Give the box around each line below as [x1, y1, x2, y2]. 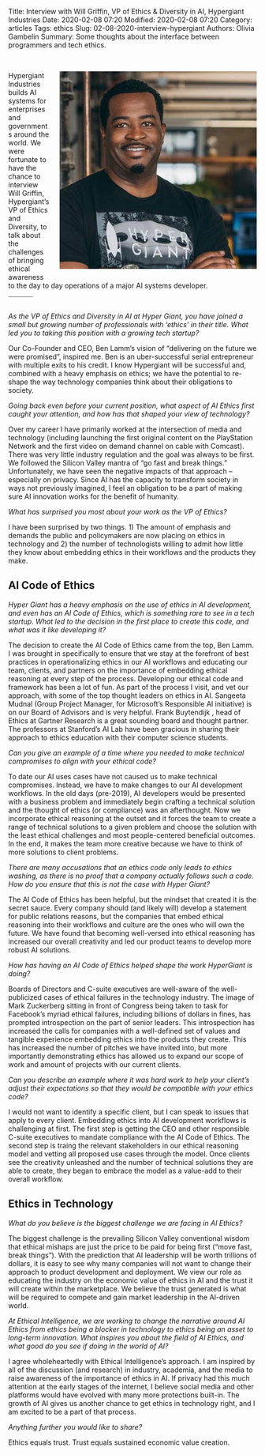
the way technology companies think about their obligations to [30, 377, 233, 386]
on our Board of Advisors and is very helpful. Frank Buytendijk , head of [8, 707, 241, 717]
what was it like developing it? [8, 624, 106, 635]
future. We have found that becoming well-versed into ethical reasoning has [8, 928, 256, 937]
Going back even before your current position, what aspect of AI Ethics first [8, 401, 255, 410]
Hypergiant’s [8, 197, 50, 206]
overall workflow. [8, 1174, 64, 1184]
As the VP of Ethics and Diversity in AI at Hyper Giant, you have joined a [8, 311, 243, 321]
